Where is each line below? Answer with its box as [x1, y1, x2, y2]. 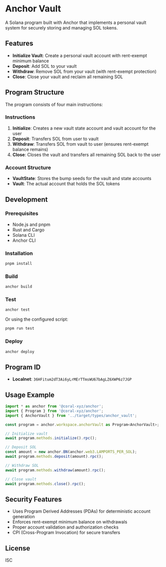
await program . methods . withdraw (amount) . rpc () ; [5, 467, 106, 473]
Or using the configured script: [5, 316, 68, 322]
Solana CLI [12, 232, 35, 238]
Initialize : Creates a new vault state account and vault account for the [12, 125, 156, 131]
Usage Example [5, 390, 55, 399]
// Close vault [5, 477, 37, 482]
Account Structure [5, 164, 51, 171]
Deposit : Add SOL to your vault [12, 63, 77, 69]
